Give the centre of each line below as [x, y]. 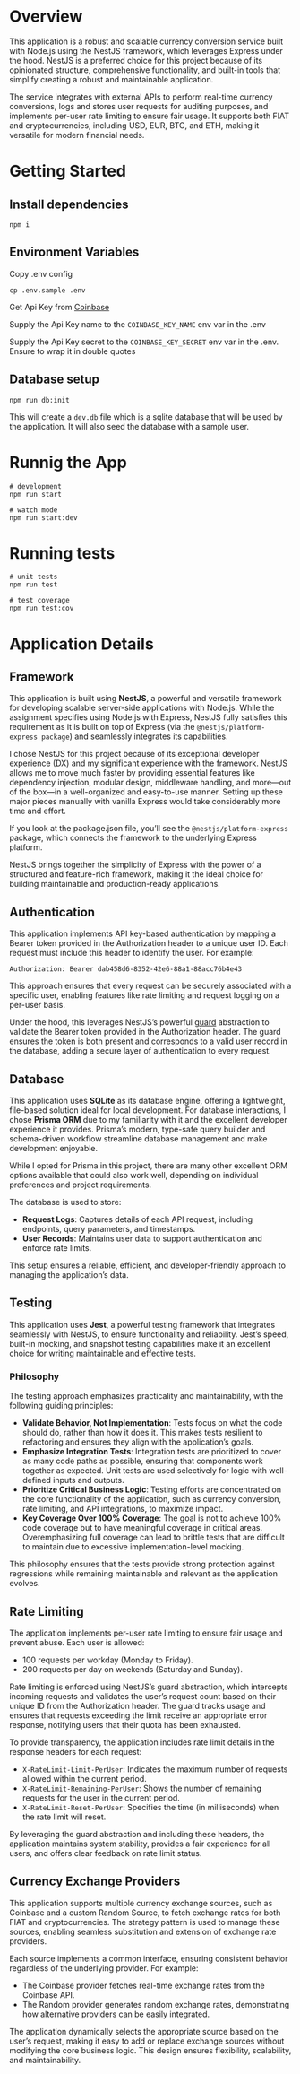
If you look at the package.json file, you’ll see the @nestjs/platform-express [149, 829]
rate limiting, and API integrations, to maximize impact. [123, 1509]
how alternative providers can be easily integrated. [116, 2014]
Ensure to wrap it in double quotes [73, 351]
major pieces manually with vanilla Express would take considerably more [145, 802]
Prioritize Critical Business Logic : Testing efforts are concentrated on [152, 1489]
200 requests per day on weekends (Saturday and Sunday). [133, 1669]
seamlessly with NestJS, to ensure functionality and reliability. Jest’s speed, [149, 1334]
